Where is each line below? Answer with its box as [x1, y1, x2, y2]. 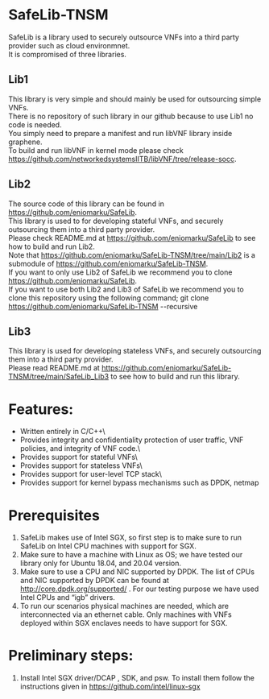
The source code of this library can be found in [8, 199, 165, 209]
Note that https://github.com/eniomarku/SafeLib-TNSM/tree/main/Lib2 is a [8, 250, 256, 259]
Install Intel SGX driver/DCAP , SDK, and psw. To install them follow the [19, 673, 255, 683]
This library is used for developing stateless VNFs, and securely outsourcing [8, 346, 262, 356]
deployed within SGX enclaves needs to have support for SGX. [19, 618, 228, 628]
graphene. [8, 137, 43, 147]
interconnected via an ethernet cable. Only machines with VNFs [19, 610, 232, 619]
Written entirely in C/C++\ [19, 427, 106, 436]
